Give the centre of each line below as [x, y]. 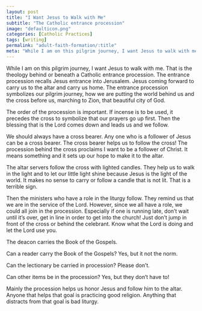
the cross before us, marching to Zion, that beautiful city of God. [86, 100]
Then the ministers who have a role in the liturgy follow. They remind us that [100, 198]
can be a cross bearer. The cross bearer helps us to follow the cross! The [97, 143]
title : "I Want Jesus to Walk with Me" [56, 17]
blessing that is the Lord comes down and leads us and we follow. [88, 125]
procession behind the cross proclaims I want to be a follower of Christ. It [97, 149]
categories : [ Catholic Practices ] [50, 34]
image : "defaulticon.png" [38, 29]
